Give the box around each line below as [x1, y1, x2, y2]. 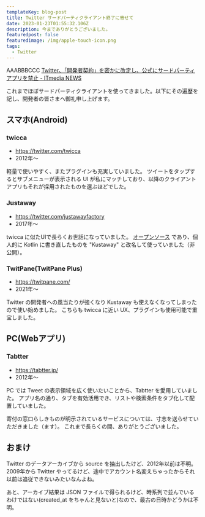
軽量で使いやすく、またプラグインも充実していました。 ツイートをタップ [6, 168, 190, 175]
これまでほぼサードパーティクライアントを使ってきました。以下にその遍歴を [6, 87, 199, 95]
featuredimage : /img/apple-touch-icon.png [6, 37, 116, 44]
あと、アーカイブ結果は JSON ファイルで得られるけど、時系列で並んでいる [6, 488, 195, 496]
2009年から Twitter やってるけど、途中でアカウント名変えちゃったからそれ [6, 467, 195, 475]
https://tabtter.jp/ [15, 366, 59, 373]
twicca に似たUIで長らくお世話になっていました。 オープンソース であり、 [6, 233, 193, 240]
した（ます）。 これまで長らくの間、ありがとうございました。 [27, 422, 182, 430]
